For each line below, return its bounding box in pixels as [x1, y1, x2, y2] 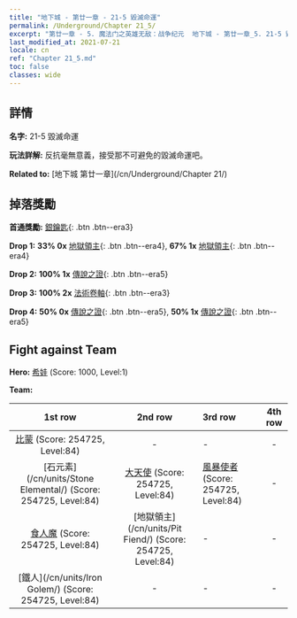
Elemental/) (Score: [19, 483, 101, 496]
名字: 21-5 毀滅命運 [9, 130, 80, 142]
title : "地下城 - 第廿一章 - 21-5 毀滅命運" [9, 12, 162, 22]
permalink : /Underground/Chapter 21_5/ [9, 21, 156, 30]
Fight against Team [9, 342, 118, 357]
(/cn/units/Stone [26, 473, 95, 485]
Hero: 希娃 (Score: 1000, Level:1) [9, 367, 128, 377]
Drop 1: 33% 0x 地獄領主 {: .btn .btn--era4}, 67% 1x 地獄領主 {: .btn [9, 241, 252, 251]
